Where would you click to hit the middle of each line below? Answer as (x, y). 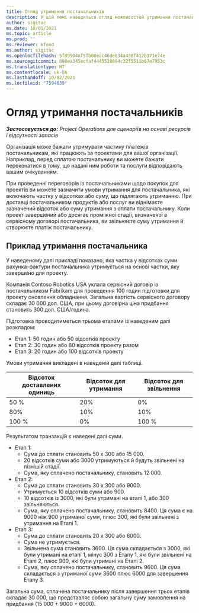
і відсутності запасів (32, 135)
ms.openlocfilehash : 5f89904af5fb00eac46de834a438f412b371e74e (86, 56)
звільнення (164, 389)
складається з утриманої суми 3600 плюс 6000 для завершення (106, 573)
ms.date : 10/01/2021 (32, 28)
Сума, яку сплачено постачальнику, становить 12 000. (93, 473)
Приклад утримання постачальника (77, 246)
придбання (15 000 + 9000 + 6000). (51, 604)
